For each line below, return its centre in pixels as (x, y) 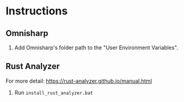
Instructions (37, 11)
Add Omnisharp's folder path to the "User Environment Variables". (96, 47)
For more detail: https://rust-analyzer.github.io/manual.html (79, 81)
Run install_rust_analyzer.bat (54, 92)
